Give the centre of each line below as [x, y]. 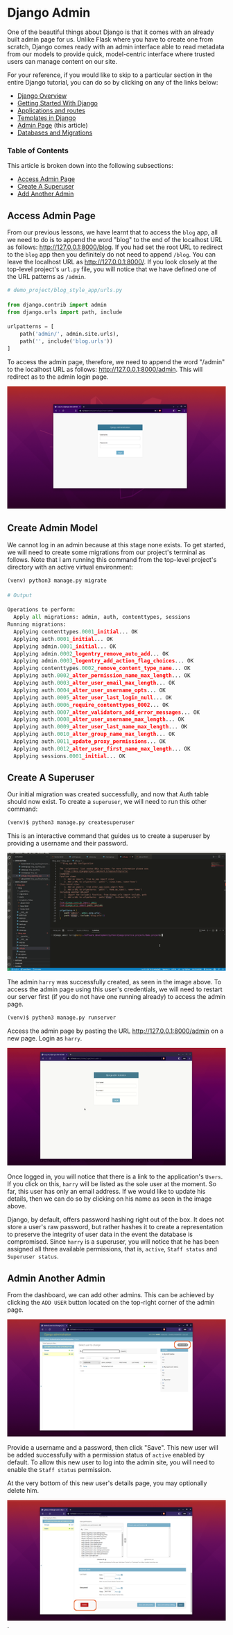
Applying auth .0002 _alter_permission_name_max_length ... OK [102, 676]
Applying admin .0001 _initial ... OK [65, 647]
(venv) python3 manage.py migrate [57, 581]
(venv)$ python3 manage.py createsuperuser [71, 823]
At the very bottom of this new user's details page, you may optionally [107, 1483]
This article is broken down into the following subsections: [90, 166]
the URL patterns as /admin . [47, 277]
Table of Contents [38, 151]
